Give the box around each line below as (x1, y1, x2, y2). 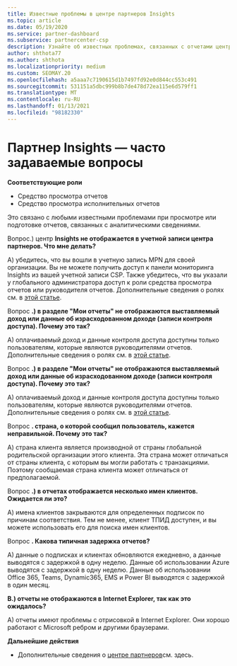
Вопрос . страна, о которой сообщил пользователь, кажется (7, 422, 195, 430)
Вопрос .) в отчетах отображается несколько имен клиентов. (7, 486, 198, 495)
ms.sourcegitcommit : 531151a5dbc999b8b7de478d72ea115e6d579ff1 (7, 83, 197, 90)
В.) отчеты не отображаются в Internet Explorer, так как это (7, 594, 192, 602)
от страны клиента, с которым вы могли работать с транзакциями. (7, 458, 210, 466)
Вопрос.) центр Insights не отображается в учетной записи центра (7, 234, 214, 243)
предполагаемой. (7, 473, 61, 481)
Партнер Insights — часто (7, 139, 166, 156)
